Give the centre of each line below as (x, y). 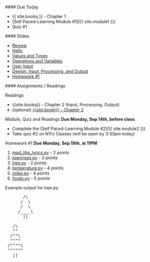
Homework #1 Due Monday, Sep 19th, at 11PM (51, 143)
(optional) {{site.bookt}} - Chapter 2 (48, 110)
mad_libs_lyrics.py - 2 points (40, 153)
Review (19, 45)
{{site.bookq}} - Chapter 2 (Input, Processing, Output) (66, 105)
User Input (22, 66)
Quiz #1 (20, 27)
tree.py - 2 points (29, 163)
